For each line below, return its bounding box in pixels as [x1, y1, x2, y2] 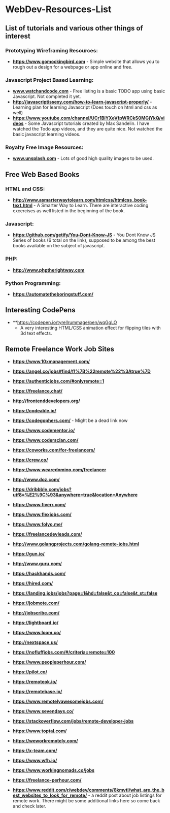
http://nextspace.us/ [12, 639, 58, 645]
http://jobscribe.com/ [12, 609, 60, 615]
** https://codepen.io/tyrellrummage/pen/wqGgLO [12, 319, 117, 326]
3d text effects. [20, 330, 52, 336]
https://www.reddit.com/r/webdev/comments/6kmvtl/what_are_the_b [12, 787, 165, 793]
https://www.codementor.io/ [12, 427, 75, 433]
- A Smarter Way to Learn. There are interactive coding [33, 202, 149, 209]
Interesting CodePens [5, 306, 76, 314]
